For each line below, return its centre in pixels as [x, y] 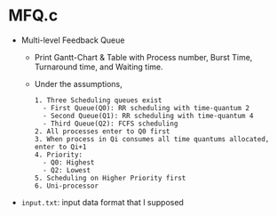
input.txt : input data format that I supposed [102, 202]
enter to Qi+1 [60, 147]
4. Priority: [59, 155]
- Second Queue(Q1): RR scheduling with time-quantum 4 [148, 116]
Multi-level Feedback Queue [73, 40]
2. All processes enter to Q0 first [102, 131]
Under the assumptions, [78, 84]
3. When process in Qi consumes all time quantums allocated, [152, 139]
